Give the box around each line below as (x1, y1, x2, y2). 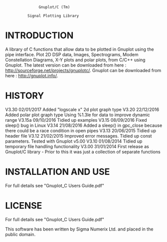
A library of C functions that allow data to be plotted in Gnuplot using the (5, 46, 154, 52)
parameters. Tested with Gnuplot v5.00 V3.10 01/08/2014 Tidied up (5, 138, 143, 144)
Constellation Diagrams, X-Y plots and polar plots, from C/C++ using (5, 57, 146, 63)
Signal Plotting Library (27, 13, 79, 18)
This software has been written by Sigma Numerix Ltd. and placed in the (5, 226, 154, 232)
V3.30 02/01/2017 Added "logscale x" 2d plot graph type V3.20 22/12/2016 (5, 106, 160, 112)
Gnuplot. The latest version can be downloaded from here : (5, 62, 127, 68)
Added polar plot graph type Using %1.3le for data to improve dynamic (5, 112, 151, 118)
